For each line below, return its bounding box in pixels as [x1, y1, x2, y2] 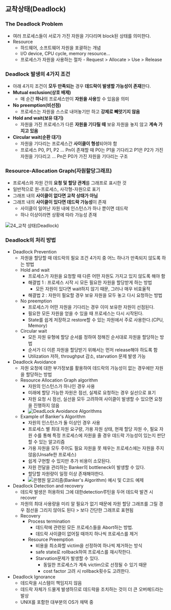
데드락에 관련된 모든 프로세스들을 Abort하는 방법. [35, 524, 134, 530]
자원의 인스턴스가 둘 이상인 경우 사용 [28, 419, 101, 426]
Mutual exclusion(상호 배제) [12, 89, 71, 96]
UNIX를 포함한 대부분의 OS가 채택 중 [20, 599, 93, 605]
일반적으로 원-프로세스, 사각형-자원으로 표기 [12, 186, 101, 193]
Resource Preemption [28, 536, 74, 543]
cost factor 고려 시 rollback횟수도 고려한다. [43, 568, 131, 574]
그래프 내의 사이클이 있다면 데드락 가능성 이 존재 [12, 199, 107, 205]
